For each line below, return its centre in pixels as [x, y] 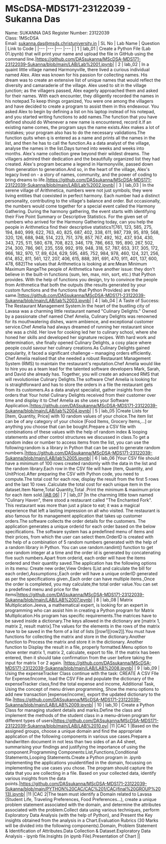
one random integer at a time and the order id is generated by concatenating [83, 552]
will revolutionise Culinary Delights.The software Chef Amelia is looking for [81, 379]
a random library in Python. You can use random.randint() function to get [79, 547]
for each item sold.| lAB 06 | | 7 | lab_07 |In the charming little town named [79, 495]
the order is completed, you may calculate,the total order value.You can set [82, 584]
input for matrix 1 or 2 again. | [35, 663]
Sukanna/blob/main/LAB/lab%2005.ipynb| [48, 458]
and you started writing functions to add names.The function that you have [81, 117]
